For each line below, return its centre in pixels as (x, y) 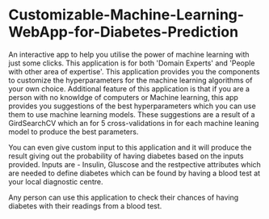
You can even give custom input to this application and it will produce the (130, 147)
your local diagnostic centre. (56, 181)
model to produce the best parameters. (74, 132)
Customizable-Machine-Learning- (126, 15)
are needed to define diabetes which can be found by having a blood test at (134, 173)
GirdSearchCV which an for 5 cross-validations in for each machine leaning (134, 123)
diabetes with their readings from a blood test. (85, 206)
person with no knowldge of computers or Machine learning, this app (123, 97)
